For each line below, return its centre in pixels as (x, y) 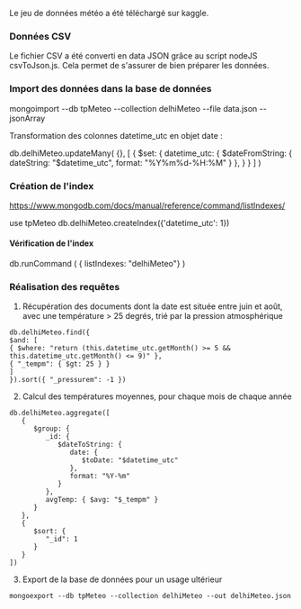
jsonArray (27, 118)
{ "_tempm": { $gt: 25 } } (60, 364)
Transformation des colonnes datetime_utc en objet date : (116, 135)
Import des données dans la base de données (111, 89)
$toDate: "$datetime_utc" (130, 460)
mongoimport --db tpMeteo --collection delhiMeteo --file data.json (133, 108)
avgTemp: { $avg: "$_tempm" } (102, 500)
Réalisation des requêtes (65, 287)
